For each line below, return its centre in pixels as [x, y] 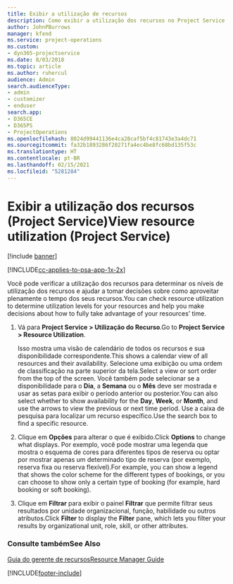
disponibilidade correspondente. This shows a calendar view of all [113, 356]
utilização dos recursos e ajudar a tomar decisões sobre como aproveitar [113, 291]
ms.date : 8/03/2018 [36, 60]
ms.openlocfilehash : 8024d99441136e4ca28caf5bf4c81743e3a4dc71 [102, 138]
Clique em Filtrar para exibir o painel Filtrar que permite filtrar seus [115, 503]
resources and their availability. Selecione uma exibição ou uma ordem [120, 363]
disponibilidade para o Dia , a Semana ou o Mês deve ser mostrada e [117, 386]
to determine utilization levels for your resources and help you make [106, 306]
